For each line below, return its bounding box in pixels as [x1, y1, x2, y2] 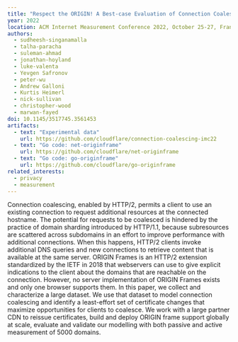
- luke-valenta [13, 63, 59, 70]
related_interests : [7, 167, 65, 175]
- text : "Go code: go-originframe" [13, 155, 119, 163]
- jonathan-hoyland [13, 57, 72, 64]
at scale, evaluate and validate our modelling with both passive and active [7, 321, 223, 329]
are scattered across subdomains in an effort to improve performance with [7, 230, 225, 239]
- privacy [13, 175, 42, 182]
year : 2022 [7, 17, 40, 24]
